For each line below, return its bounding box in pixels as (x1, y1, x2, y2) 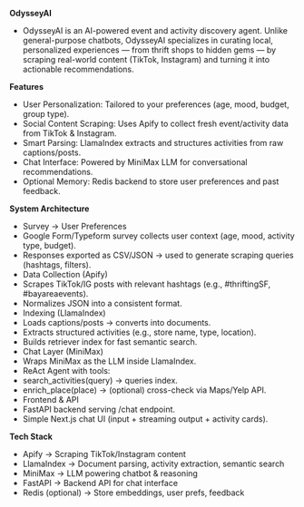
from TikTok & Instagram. (22, 128, 117, 139)
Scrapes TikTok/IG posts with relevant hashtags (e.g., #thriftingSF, (22, 278, 270, 289)
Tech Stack (9, 431, 53, 442)
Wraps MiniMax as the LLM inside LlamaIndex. (22, 356, 197, 366)
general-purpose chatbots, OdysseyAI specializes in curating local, (22, 35, 274, 45)
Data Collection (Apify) (22, 269, 109, 279)
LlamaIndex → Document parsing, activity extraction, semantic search (22, 458, 285, 469)
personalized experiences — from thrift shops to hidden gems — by (22, 44, 277, 55)
